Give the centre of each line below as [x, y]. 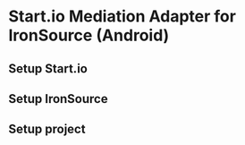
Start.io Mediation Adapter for [122, 17]
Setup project [47, 129]
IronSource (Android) [89, 35]
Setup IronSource [58, 99]
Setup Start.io [48, 68]
